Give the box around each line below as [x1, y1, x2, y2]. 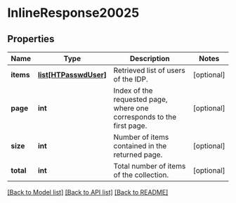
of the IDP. [113, 74, 149, 84]
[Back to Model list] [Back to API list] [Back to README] [7, 188, 169, 196]
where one [113, 103, 149, 113]
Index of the [113, 86, 153, 96]
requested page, [113, 95, 168, 104]
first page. [113, 121, 147, 131]
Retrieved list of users [113, 65, 185, 75]
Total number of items [113, 162, 186, 171]
